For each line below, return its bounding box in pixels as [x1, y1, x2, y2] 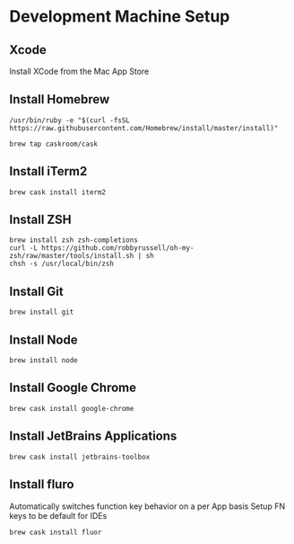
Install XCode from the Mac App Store [9, 66, 150, 76]
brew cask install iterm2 [9, 187, 106, 197]
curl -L [9, 244, 39, 253]
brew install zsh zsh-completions [9, 236, 139, 245]
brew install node [9, 356, 78, 365]
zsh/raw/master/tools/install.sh [9, 252, 134, 261]
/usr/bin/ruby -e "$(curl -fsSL [9, 115, 130, 125]
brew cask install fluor [9, 528, 102, 537]
